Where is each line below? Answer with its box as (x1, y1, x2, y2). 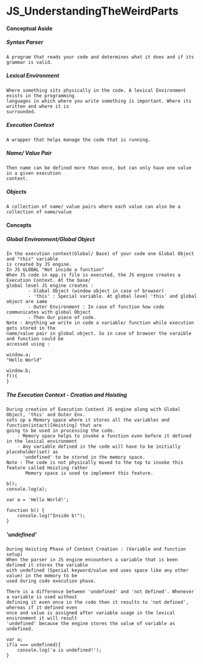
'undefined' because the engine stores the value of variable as (6, 621, 175, 627)
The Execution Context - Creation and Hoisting (6, 391, 128, 399)
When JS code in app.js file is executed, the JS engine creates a (6, 272, 181, 278)
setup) (6, 552, 23, 558)
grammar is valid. (6, 59, 53, 65)
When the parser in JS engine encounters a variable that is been (6, 557, 178, 563)
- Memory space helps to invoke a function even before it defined (17, 433, 191, 439)
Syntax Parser (6, 38, 44, 46)
